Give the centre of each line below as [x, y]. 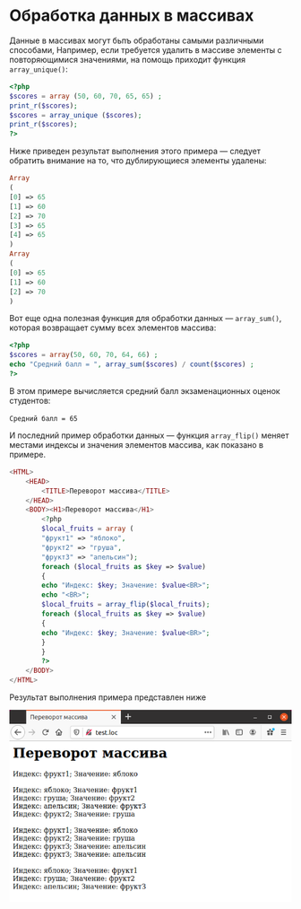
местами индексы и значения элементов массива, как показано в [137, 444]
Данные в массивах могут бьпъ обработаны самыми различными [137, 40]
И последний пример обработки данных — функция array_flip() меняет [149, 435]
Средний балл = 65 [43, 418]
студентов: [30, 400]
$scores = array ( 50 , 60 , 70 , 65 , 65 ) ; [86, 96]
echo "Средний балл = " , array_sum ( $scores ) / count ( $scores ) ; [132, 364]
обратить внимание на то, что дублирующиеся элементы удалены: [138, 161]
